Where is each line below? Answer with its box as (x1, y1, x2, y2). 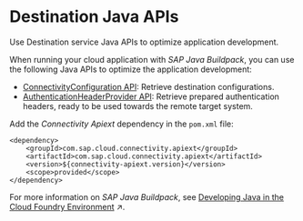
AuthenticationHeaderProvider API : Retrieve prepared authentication (22, 91, 280, 102)
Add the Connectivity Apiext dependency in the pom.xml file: (9, 118, 234, 129)
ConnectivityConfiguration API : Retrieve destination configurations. (22, 81, 275, 92)
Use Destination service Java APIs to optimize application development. (9, 36, 279, 47)
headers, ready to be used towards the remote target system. (22, 100, 253, 111)
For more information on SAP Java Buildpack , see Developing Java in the (9, 191, 285, 202)
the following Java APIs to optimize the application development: (9, 64, 252, 75)
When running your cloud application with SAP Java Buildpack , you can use (9, 54, 295, 65)
